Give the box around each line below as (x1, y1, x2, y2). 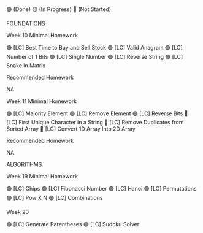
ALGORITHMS (6, 161, 42, 168)
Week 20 (6, 208, 29, 215)
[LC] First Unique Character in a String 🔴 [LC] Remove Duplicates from (6, 119, 184, 126)
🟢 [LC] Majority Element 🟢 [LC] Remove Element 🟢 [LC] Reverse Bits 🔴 (6, 110, 188, 117)
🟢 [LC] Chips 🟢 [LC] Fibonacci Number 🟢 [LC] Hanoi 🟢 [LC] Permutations (6, 185, 197, 192)
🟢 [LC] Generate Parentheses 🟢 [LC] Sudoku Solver (6, 221, 140, 227)
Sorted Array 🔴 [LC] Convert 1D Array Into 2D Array (6, 125, 136, 132)
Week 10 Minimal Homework (6, 32, 79, 39)
